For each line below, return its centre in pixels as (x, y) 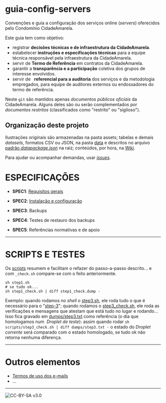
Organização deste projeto (47, 125)
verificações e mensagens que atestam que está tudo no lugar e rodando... (82, 311)
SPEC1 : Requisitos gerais (38, 191)
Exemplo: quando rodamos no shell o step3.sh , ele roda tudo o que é (75, 300)
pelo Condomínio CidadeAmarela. (39, 28)
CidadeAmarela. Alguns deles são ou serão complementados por (71, 104)
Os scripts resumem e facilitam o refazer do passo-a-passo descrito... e (79, 268)
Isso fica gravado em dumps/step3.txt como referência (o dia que (72, 316)
